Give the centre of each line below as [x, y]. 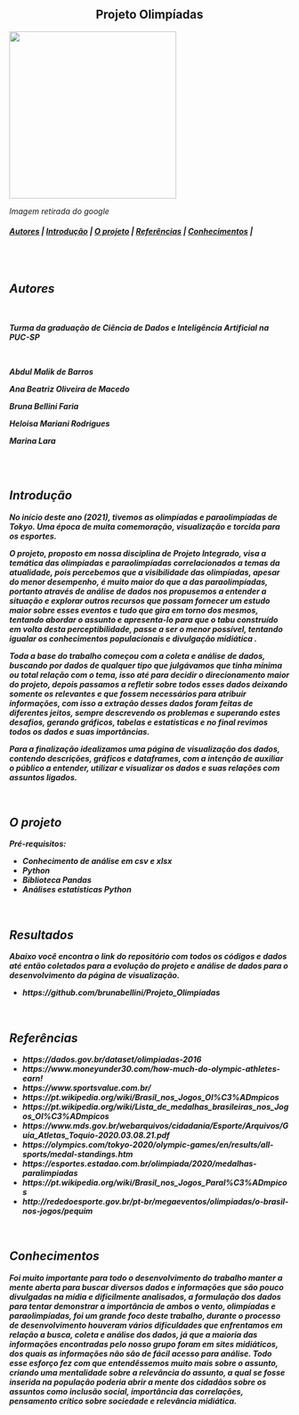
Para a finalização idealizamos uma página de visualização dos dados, [145, 749]
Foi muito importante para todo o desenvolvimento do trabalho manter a [146, 1278]
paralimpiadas [50, 1173]
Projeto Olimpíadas [149, 15]
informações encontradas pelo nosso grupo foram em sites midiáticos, [144, 1344]
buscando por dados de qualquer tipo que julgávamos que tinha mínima [146, 665]
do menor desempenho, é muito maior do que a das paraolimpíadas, [139, 581]
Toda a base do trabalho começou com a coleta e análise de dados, [137, 655]
